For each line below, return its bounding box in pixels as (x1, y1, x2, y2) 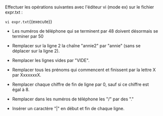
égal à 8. (12, 87, 30, 92)
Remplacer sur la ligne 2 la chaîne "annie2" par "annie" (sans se (12, 43, 141, 48)
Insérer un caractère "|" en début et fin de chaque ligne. (12, 106, 125, 111)
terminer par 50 (12, 34, 44, 39)
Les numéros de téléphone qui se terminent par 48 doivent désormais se (12, 28, 158, 34)
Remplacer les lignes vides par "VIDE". (12, 58, 90, 63)
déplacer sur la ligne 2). (12, 48, 60, 54)
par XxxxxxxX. (12, 72, 41, 77)
